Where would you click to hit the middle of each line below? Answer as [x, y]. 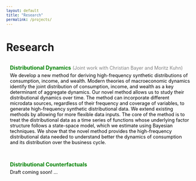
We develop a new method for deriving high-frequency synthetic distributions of [99, 76]
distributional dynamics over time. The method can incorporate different [90, 98]
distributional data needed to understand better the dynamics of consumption [96, 137]
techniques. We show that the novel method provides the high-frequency [91, 131]
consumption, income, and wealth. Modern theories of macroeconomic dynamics [100, 81]
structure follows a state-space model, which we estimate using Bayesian [91, 126]
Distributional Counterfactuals [49, 164]
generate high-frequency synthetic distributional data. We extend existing [91, 109]
